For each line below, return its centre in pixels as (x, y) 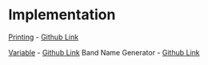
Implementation (62, 15)
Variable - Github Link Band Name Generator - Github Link (104, 52)
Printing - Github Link (43, 37)
